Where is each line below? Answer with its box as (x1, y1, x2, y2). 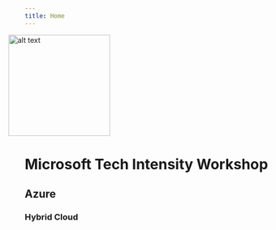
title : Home (24, 11, 65, 20)
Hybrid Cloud (24, 211, 79, 223)
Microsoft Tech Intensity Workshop (24, 155, 269, 173)
